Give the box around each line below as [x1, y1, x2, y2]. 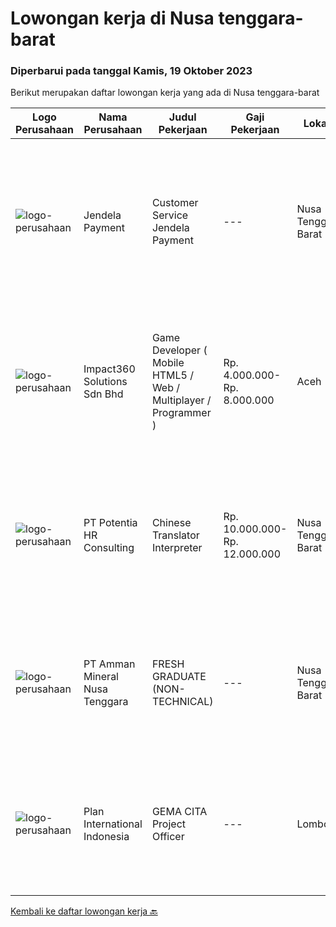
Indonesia [83, 830, 130, 844]
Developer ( [151, 343, 208, 357]
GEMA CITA [151, 805, 208, 819]
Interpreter [151, 541, 203, 555]
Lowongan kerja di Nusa [10, 7, 215, 30]
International [83, 817, 143, 831]
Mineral [83, 670, 119, 684]
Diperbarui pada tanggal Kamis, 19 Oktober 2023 [10, 64, 253, 78]
